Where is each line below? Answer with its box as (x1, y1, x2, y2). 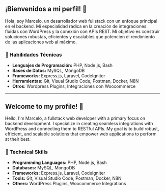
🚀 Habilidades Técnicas (5, 51, 62, 58)
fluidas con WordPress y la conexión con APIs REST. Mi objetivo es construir (5, 28, 160, 34)
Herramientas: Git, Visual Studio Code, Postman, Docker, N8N (12, 78, 139, 84)
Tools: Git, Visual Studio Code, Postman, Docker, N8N (12, 175, 122, 181)
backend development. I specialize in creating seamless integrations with (5, 120, 153, 126)
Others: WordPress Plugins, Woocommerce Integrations (12, 181, 126, 187)
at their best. (5, 136, 31, 142)
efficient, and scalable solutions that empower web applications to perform (5, 131, 157, 137)
